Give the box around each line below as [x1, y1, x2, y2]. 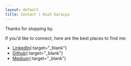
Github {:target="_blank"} [12, 50, 63, 56]
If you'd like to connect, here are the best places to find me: [5, 35, 127, 41]
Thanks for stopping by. [5, 25, 53, 31]
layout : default [5, 7, 39, 12]
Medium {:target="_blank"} [12, 55, 66, 61]
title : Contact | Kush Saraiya [5, 12, 70, 17]
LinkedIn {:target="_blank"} [12, 45, 67, 51]
